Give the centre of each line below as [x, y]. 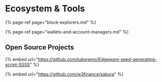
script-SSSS [18, 64]
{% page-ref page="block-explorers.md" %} [51, 22]
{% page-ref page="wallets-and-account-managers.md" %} [67, 32]
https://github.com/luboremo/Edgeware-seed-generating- [97, 59]
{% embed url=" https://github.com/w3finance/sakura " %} [64, 74]
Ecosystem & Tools [45, 9]
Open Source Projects [40, 47]
